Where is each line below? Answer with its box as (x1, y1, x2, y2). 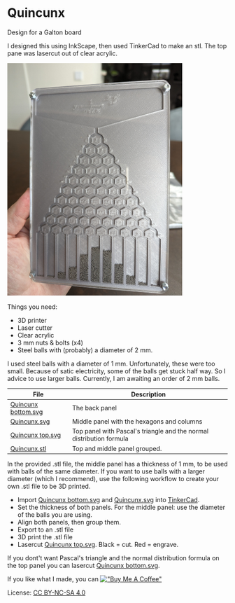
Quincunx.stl (10, 444, 47, 452)
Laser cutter (17, 324, 53, 332)
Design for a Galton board (7, 28, 82, 36)
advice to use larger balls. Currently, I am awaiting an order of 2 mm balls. (7, 375, 220, 383)
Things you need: (7, 303, 58, 311)
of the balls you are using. (17, 511, 93, 519)
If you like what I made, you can (7, 575, 99, 583)
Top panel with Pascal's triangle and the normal (72, 427, 208, 436)
